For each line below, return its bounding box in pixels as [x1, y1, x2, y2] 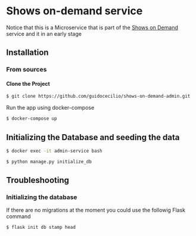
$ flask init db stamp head [6, 225, 76, 231]
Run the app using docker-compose [6, 104, 95, 111]
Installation [6, 48, 49, 58]
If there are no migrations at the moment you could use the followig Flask [6, 207, 186, 214]
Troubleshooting [6, 175, 70, 185]
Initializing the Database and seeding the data [6, 132, 180, 142]
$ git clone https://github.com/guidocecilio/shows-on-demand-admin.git [6, 94, 191, 100]
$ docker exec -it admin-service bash [6, 148, 102, 154]
